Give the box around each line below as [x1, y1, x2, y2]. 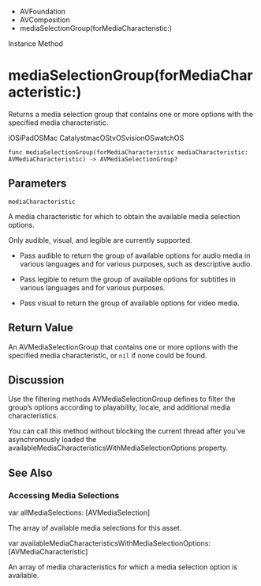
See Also [8, 466, 53, 479]
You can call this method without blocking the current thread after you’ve [8, 426, 246, 436]
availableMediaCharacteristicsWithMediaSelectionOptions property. [8, 443, 229, 453]
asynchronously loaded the [8, 435, 97, 444]
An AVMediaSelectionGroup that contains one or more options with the [8, 342, 239, 351]
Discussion [8, 373, 65, 387]
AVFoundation [19, 7, 65, 16]
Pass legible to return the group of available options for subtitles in [19, 274, 237, 284]
